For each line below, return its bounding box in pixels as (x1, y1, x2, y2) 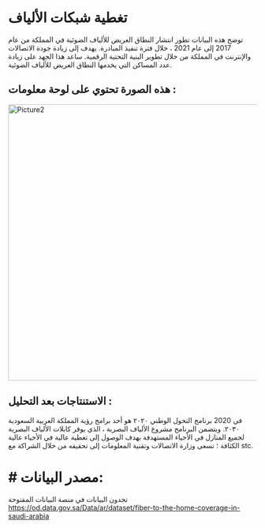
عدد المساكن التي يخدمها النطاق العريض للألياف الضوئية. (8, 60, 173, 69)
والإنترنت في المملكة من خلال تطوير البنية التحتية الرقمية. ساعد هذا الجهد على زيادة (8, 51, 252, 61)
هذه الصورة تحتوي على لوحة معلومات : (8, 83, 177, 96)
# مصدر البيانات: (8, 468, 104, 486)
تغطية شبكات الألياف (8, 9, 128, 27)
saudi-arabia (8, 511, 50, 521)
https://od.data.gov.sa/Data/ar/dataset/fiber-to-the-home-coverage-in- (8, 503, 241, 512)
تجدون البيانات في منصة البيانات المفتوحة (8, 494, 129, 504)
